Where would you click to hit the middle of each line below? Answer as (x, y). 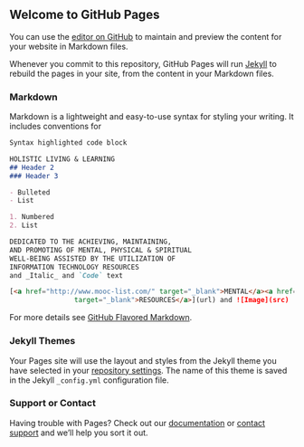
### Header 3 (34, 176)
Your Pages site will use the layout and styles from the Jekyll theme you (143, 360)
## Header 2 (32, 167)
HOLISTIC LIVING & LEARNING (62, 159)
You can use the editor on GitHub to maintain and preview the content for (146, 36)
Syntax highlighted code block (68, 143)
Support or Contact (53, 404)
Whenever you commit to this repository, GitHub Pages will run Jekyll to (143, 63)
